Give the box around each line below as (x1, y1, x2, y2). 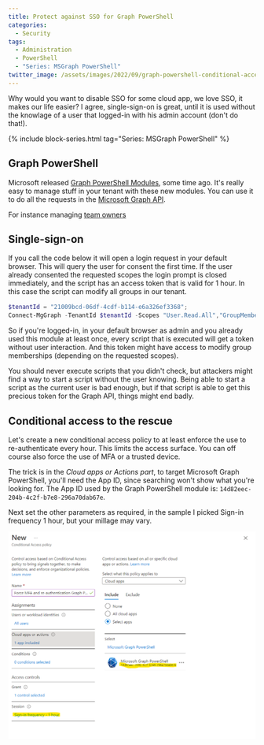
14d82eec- (219, 485, 252, 493)
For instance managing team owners (8, 210, 126, 219)
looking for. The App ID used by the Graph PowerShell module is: (8, 483, 218, 493)
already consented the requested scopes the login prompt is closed (8, 270, 227, 280)
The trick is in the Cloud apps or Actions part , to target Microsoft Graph (8, 467, 240, 476)
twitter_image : (8, 71, 58, 79)
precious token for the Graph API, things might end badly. (8, 391, 195, 401)
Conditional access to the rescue (8, 414, 173, 427)
